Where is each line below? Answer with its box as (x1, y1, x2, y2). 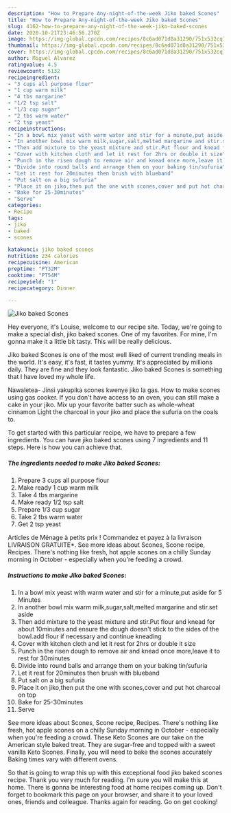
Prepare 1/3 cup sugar (17, 506, 81, 514)
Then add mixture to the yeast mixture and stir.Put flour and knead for (17, 618, 215, 626)
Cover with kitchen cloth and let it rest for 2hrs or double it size (17, 640, 196, 648)
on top (17, 691, 36, 699)
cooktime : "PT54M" (8, 272, 60, 279)
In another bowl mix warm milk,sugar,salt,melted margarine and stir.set (17, 603, 218, 611)
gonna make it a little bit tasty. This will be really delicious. (8, 338, 172, 346)
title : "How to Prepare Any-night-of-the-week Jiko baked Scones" (8, 17, 202, 23)
